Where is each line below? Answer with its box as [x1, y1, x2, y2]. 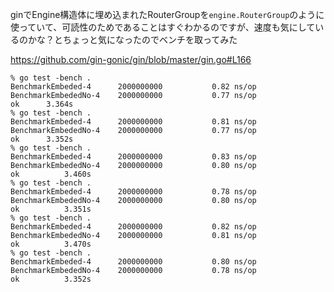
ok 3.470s [10, 239, 92, 249]
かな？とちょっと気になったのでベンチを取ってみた [27, 34, 238, 45]
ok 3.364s [10, 99, 74, 109]
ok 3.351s [10, 204, 92, 214]
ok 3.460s [10, 169, 92, 179]
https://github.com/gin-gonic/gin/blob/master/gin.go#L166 [10, 54, 252, 65]
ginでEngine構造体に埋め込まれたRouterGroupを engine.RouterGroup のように [10, 9, 325, 20]
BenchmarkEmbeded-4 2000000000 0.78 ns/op [10, 187, 257, 197]
